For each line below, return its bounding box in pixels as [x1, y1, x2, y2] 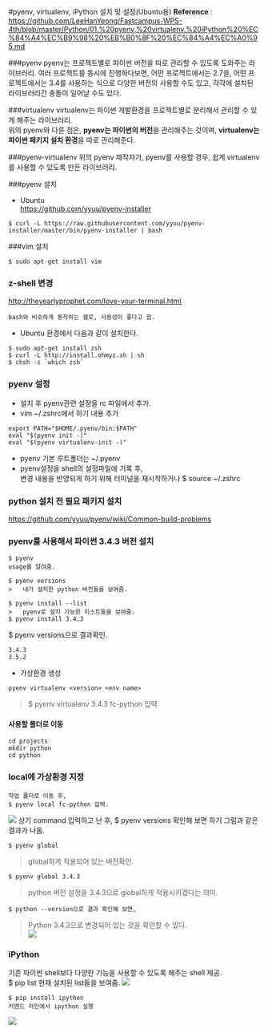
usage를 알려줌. [8, 563, 56, 571]
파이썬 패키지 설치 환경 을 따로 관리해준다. [8, 136, 136, 144]
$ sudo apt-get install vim [8, 257, 102, 265]
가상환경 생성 [19, 668, 62, 678]
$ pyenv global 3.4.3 [8, 873, 81, 881]
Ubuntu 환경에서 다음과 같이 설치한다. [19, 328, 138, 338]
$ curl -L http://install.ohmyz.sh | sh [8, 351, 146, 359]
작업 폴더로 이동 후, [8, 792, 67, 800]
